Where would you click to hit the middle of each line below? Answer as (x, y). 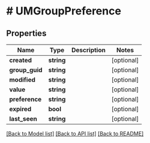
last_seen (23, 119)
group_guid (26, 70)
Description (89, 50)
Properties (26, 33)
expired (20, 109)
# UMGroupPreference (64, 11)
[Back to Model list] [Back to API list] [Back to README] (75, 134)
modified (22, 80)
